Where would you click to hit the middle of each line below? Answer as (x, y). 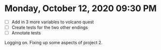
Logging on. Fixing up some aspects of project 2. (54, 43)
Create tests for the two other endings (50, 27)
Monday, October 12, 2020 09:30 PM (81, 8)
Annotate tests (26, 33)
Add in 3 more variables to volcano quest (53, 22)
